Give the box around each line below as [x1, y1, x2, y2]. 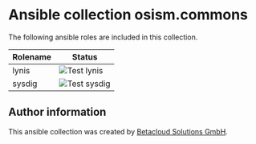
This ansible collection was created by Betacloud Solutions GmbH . [8, 126, 229, 136]
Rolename [12, 51, 52, 62]
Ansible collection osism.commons [8, 6, 249, 24]
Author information [8, 105, 107, 119]
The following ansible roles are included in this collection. [8, 32, 198, 42]
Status [71, 51, 98, 62]
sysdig [12, 78, 38, 89]
